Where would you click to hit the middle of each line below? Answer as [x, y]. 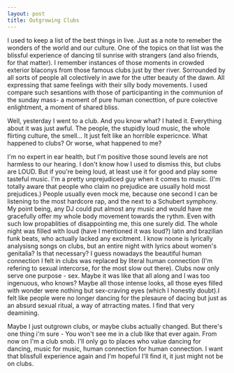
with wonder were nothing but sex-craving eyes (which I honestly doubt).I [114, 290]
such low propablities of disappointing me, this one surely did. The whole [112, 223]
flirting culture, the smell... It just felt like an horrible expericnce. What [108, 135]
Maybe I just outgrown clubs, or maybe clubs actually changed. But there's [115, 326]
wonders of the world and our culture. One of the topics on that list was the [115, 48]
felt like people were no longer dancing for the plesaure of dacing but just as [117, 297]
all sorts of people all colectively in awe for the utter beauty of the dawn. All [116, 77]
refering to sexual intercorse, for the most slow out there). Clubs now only [114, 268]
